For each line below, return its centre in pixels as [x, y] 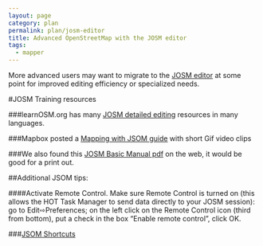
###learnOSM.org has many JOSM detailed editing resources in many [124, 115]
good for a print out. [41, 162]
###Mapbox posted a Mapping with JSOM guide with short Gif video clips [130, 139]
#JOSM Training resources [53, 99]
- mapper [30, 53]
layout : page [30, 16]
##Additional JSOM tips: [48, 178]
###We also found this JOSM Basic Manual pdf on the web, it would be [125, 154]
